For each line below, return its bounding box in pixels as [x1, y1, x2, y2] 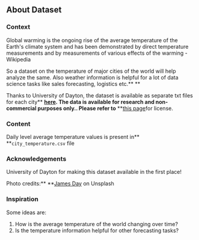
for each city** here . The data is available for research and [6, 98, 155, 105]
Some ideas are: [6, 209, 47, 216]
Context [6, 23, 31, 31]
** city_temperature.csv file [6, 140, 75, 147]
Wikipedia [6, 55, 31, 63]
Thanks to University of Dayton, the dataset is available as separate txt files [6, 91, 194, 99]
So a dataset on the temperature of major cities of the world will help [6, 67, 176, 75]
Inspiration [6, 195, 39, 203]
